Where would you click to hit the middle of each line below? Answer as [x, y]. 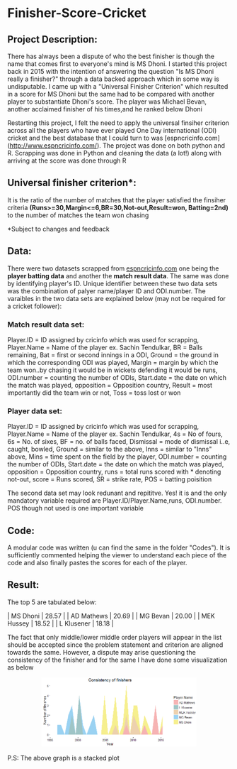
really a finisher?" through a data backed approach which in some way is [113, 79]
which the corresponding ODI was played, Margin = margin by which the [113, 362]
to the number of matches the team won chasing [78, 215]
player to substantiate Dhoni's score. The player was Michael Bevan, [107, 102]
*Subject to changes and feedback [58, 229]
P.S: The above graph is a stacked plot [64, 758]
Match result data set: [46, 324]
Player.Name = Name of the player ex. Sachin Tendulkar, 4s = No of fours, [115, 434]
